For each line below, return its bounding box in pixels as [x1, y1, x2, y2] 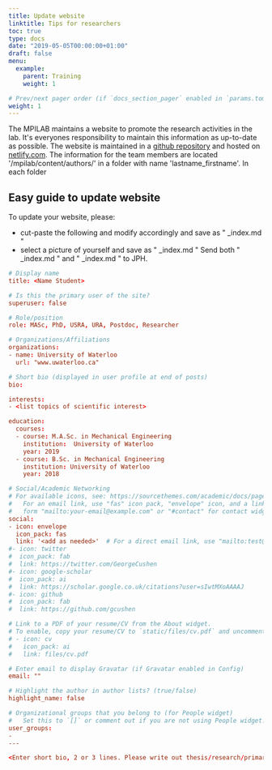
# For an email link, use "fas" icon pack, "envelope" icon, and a [8, 500, 249, 508]
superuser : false [8, 299, 67, 307]
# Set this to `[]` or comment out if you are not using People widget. [8, 717, 266, 725]
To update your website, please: [8, 212, 116, 222]
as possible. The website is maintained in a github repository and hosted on [8, 141, 261, 151]
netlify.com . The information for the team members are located [8, 150, 219, 160]
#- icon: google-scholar [8, 567, 92, 575]
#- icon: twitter [8, 545, 67, 554]
